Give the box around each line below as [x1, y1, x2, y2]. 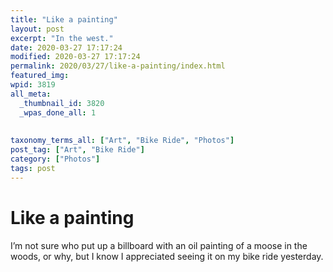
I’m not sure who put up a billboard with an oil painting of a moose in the [10, 239, 308, 251]
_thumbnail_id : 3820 [19, 98, 105, 108]
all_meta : [10, 89, 52, 99]
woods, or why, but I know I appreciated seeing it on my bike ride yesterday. [10, 250, 324, 262]
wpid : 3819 [10, 80, 56, 90]
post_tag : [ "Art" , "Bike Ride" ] [10, 145, 145, 155]
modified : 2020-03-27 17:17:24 [10, 52, 141, 62]
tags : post [10, 163, 56, 173]
